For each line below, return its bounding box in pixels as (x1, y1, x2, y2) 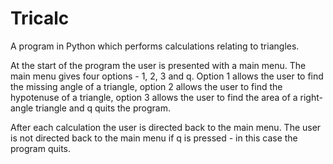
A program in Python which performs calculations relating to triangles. (10, 40, 300, 52)
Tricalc (10, 7, 70, 30)
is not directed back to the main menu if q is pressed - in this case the (10, 132, 298, 144)
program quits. (10, 142, 72, 154)
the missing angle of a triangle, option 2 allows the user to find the (10, 80, 283, 92)
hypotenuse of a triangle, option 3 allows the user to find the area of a (10, 91, 298, 103)
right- (299, 91, 323, 103)
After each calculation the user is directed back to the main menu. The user (10, 121, 322, 133)
